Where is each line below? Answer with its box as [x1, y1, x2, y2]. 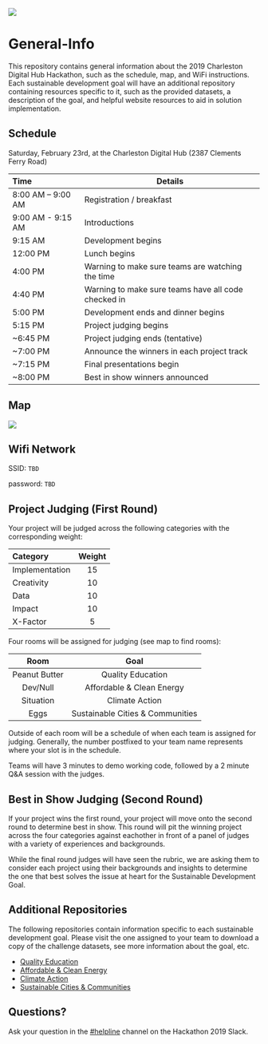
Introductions [84, 216, 134, 227]
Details [156, 176, 184, 187]
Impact [12, 603, 38, 615]
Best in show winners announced [84, 371, 209, 382]
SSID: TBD [8, 464, 40, 473]
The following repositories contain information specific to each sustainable [8, 924, 254, 934]
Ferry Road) [8, 156, 48, 166]
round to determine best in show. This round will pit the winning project [8, 822, 242, 832]
